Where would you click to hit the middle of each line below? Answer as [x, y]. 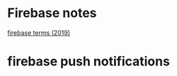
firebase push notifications [88, 61]
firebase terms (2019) [39, 33]
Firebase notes [52, 13]
